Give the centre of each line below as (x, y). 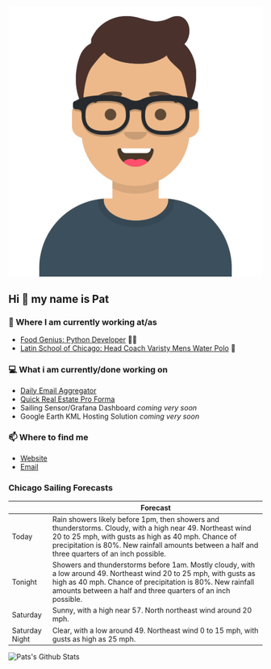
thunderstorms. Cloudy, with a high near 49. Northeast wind (152, 528)
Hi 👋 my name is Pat (59, 299)
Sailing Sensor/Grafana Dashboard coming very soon (108, 407)
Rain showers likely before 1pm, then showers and (136, 519)
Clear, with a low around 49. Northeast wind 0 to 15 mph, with (155, 630)
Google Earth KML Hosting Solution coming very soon (110, 416)
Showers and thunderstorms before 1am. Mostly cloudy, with (154, 565)
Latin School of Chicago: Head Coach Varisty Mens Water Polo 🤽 (128, 348)
